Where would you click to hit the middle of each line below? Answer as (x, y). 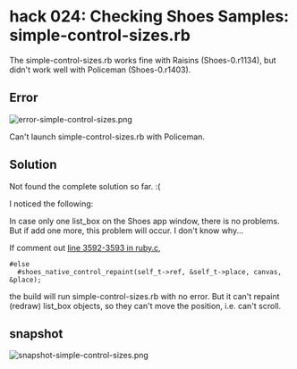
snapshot (36, 334)
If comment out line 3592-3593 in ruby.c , (85, 247)
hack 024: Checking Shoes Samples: (149, 17)
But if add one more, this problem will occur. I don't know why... (127, 231)
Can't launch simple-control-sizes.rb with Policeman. (107, 137)
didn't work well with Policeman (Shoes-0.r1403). (100, 70)
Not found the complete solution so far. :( (85, 186)
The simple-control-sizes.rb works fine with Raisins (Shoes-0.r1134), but (143, 60)
